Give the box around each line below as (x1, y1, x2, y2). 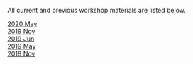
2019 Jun (7, 34, 35, 43)
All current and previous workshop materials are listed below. (7, 6, 186, 14)
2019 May (7, 42, 36, 50)
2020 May (7, 20, 38, 27)
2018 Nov (7, 49, 35, 58)
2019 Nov (7, 27, 35, 35)
